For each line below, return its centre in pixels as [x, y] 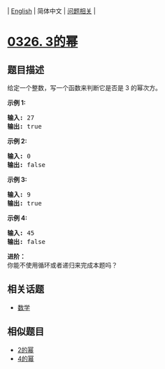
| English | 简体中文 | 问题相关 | [51, 11]
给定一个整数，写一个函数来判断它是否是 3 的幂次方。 [85, 88]
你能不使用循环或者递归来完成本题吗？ [62, 265]
